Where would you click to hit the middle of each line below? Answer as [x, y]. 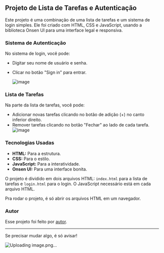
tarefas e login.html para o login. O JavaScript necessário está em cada [78, 184]
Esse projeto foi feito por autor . [36, 221]
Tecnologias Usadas [30, 143]
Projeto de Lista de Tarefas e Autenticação [71, 8]
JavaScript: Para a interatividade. [46, 164]
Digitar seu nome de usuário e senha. [50, 63]
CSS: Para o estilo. [31, 159]
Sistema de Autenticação [36, 42]
